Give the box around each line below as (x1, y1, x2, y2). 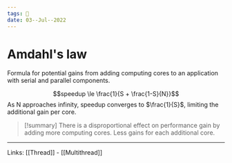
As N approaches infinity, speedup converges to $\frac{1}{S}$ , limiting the (7, 101, 219, 109)
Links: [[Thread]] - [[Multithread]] (7, 148, 102, 157)
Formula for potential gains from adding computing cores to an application (7, 69, 219, 77)
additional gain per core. (7, 108, 77, 116)
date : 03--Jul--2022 (7, 17, 67, 23)
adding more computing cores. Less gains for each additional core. (23, 128, 215, 137)
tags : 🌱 (7, 10, 30, 17)
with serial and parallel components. (7, 77, 110, 85)
